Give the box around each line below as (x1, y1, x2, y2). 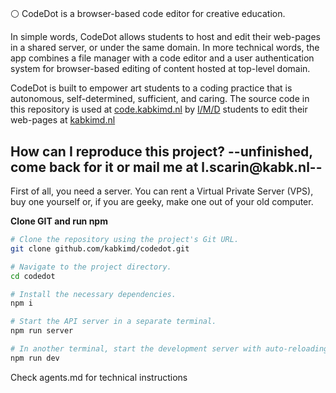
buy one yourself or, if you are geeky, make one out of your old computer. (10, 196, 314, 207)
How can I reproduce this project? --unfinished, (10, 143, 313, 160)
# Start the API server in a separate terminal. (10, 317, 217, 327)
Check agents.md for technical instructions (10, 371, 188, 383)
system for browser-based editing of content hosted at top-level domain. (10, 63, 311, 75)
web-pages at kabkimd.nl (10, 114, 116, 126)
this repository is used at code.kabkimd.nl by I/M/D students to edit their (10, 103, 308, 116)
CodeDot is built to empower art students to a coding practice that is (10, 82, 293, 94)
